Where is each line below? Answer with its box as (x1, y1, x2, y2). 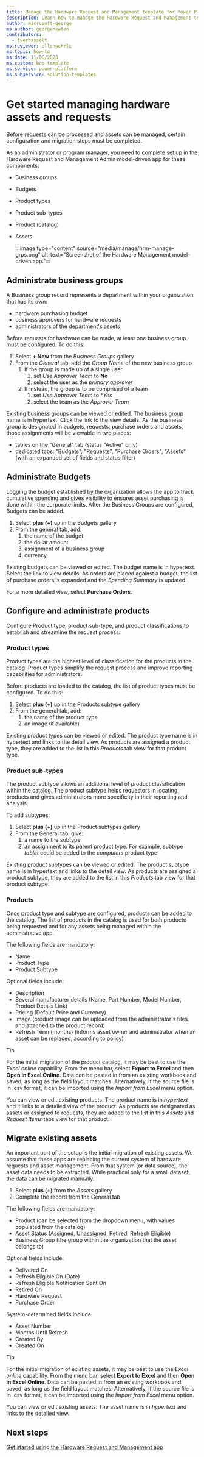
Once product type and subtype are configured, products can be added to (6, 910, 192, 917)
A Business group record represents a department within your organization (6, 291, 194, 299)
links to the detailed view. (6, 1409, 70, 1417)
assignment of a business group (24, 545, 105, 552)
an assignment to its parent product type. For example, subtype (24, 842, 183, 850)
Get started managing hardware (6, 98, 171, 112)
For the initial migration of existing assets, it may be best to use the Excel (6, 1366, 189, 1373)
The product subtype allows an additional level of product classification (6, 780, 185, 788)
